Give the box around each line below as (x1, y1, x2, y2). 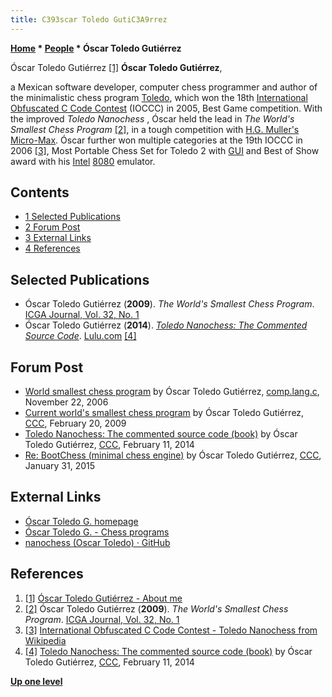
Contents (10, 184, 70, 201)
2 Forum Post (24, 221, 81, 233)
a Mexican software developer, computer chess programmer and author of (10, 81, 318, 93)
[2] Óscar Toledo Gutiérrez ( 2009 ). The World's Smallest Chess (24, 602, 289, 615)
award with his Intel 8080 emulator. (10, 155, 156, 167)
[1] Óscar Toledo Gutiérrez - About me (24, 592, 183, 604)
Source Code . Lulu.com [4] (24, 330, 137, 342)
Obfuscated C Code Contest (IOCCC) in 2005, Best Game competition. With (10, 102, 323, 114)
